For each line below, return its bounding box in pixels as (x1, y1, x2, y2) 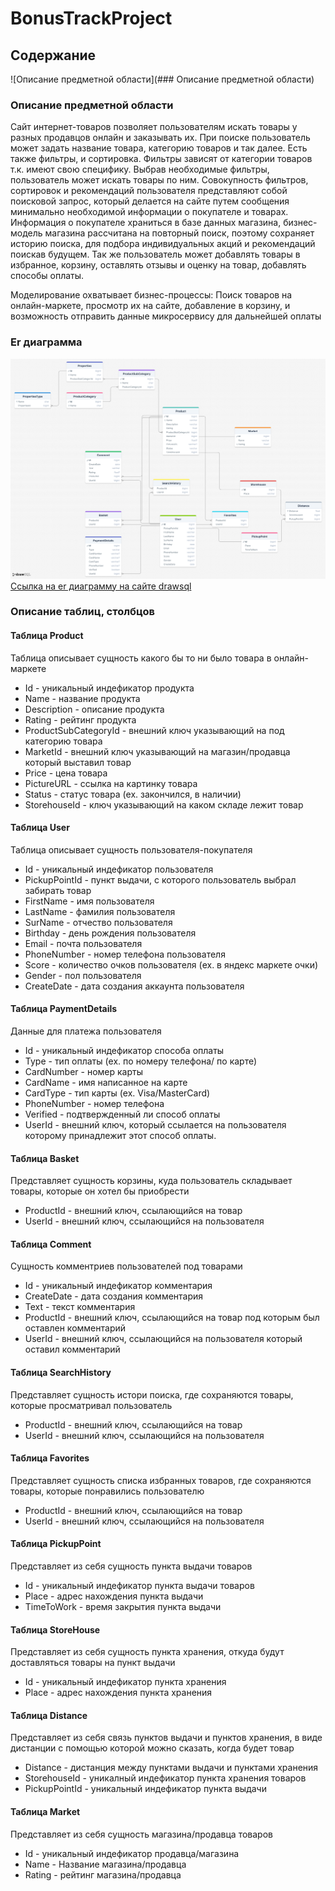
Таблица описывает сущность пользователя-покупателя (10, 843, 253, 856)
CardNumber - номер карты (24, 1066, 143, 1078)
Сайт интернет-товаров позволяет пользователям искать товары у (10, 121, 298, 133)
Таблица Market (10, 1806, 81, 1818)
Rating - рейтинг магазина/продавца (24, 1868, 182, 1881)
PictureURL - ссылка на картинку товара (24, 777, 198, 789)
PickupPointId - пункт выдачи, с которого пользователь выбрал (24, 873, 297, 886)
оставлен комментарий (24, 1322, 127, 1334)
